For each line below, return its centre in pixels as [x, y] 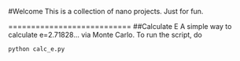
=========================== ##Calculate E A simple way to [120, 26]
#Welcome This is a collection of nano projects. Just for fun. [106, 11]
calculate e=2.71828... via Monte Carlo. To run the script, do [105, 35]
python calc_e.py [37, 49]
